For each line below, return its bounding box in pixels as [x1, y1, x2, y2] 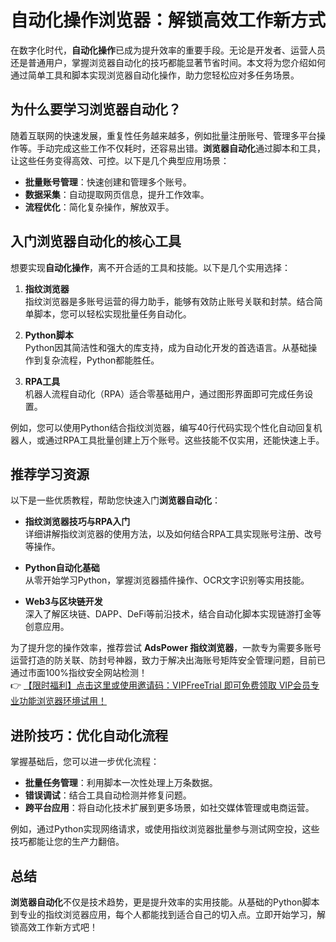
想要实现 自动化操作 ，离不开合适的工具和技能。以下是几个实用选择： [10, 261, 291, 273]
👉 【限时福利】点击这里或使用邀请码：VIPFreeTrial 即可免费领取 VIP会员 [10, 679, 312, 691]
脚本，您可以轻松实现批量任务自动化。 [33, 307, 192, 320]
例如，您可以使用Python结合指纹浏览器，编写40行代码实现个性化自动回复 [10, 421, 314, 433]
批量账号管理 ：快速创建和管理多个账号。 [24, 176, 192, 188]
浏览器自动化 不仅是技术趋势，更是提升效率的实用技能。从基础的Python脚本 [10, 896, 320, 908]
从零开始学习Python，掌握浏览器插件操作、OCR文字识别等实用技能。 [24, 574, 310, 586]
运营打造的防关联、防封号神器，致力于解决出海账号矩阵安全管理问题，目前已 [10, 654, 326, 666]
